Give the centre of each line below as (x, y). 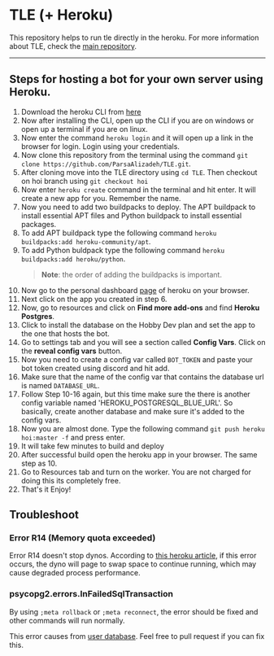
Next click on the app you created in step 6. (94, 299)
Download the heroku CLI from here (81, 112)
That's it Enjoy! (46, 489)
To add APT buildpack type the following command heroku (119, 233)
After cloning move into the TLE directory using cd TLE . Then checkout (139, 172)
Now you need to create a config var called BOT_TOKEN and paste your (137, 359)
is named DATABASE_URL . (60, 385)
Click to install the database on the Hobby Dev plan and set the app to (138, 325)
